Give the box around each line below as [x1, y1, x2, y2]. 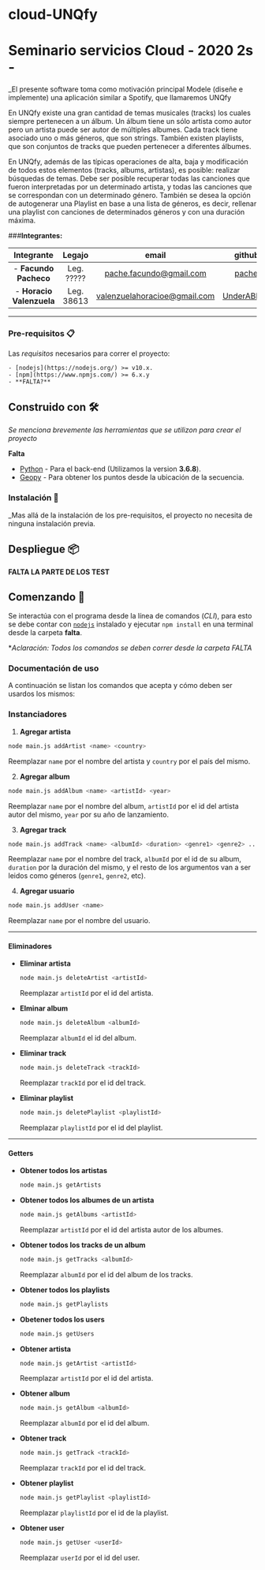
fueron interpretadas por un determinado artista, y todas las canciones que [8, 182, 252, 192]
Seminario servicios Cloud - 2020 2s [8, 42, 254, 60]
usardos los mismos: [8, 689, 76, 699]
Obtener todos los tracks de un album [19, 1240, 146, 1250]
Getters [8, 1148, 34, 1157]
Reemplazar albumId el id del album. [19, 1034, 136, 1043]
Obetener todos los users [19, 1314, 105, 1324]
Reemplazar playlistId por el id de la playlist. [19, 1508, 170, 1518]
